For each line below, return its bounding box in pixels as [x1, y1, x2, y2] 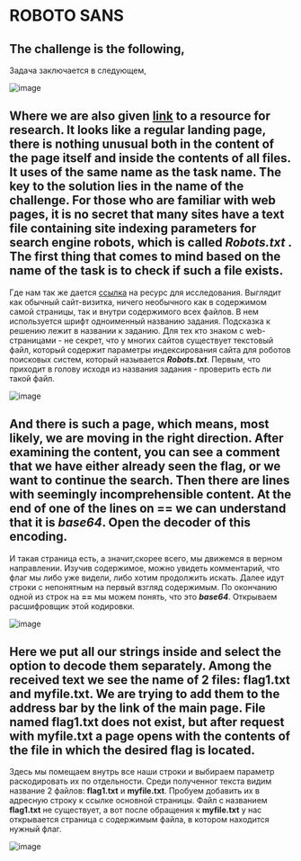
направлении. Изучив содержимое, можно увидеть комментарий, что [9, 562, 280, 573]
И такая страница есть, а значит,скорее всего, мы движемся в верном [9, 552, 283, 563]
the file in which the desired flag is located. [9, 743, 256, 758]
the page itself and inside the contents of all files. [9, 150, 291, 166]
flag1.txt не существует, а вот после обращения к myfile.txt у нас [9, 804, 262, 815]
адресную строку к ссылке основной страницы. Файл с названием [9, 795, 268, 806]
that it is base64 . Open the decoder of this [9, 515, 252, 531]
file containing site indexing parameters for [9, 221, 257, 237]
